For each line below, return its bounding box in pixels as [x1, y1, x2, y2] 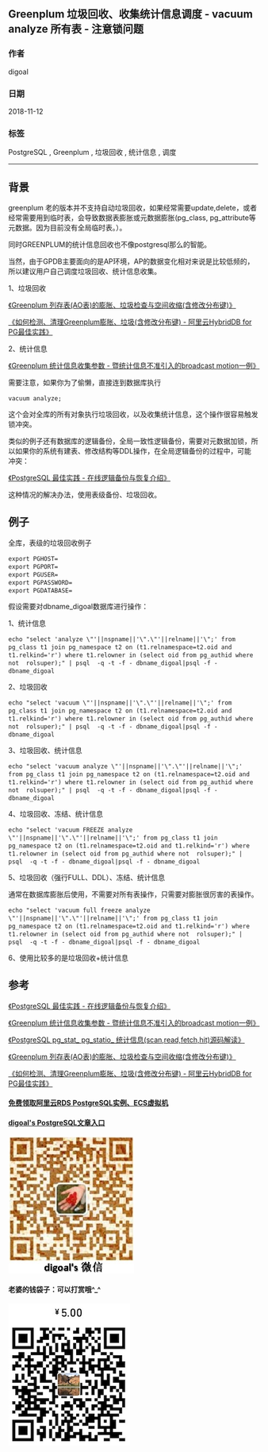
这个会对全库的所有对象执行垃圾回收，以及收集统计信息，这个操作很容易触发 [8, 410, 258, 419]
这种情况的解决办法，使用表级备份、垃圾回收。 [8, 490, 161, 500]
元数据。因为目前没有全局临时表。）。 [8, 223, 127, 233]
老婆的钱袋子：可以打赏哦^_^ [8, 1285, 101, 1295]
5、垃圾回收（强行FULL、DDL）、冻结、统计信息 [8, 872, 165, 882]
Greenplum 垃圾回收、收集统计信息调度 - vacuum [8, 7, 254, 21]
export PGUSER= [8, 570, 59, 578]
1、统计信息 [8, 618, 46, 628]
